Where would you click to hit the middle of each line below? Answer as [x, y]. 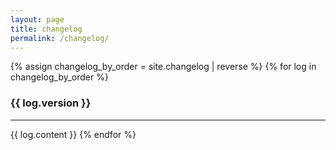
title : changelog [46, 29]
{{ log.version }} [51, 103]
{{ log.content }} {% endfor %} [73, 134]
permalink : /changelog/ [60, 38]
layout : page [37, 19]
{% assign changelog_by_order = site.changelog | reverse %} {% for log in [163, 67]
